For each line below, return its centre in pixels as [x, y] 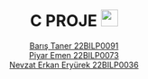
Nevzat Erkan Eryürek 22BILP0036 [74, 65]
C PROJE [64, 21]
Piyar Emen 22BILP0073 [74, 55]
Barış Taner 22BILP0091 [74, 46]
